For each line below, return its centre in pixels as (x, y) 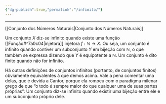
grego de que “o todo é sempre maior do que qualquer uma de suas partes (81, 86)
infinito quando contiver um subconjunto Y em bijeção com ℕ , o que (75, 49)
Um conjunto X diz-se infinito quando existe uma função (62, 38)
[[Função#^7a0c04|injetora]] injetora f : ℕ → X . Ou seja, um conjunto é (77, 43)
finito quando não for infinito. (35, 61)
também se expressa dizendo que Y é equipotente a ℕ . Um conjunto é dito (81, 55)
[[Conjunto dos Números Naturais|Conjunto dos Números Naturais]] (74, 28)
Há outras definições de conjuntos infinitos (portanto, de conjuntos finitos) (81, 70)
